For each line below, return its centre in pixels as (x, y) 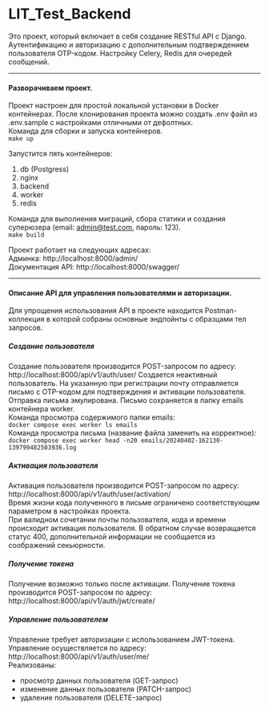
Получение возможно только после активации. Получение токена (122, 584)
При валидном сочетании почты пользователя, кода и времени (117, 520)
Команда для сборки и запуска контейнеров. (85, 131)
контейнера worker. (42, 409)
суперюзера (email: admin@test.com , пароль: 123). (95, 227)
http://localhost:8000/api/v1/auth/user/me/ (79, 657)
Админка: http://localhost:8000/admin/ (73, 258)
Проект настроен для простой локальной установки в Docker (114, 106)
